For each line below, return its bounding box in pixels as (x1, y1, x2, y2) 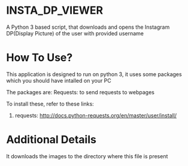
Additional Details (6, 133, 97, 147)
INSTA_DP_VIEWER (6, 4, 104, 17)
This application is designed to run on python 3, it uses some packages (6, 70, 182, 78)
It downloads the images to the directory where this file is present (6, 152, 168, 159)
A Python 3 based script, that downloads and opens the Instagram (6, 23, 170, 31)
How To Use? (6, 51, 73, 65)
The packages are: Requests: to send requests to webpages (6, 88, 154, 96)
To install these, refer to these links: (6, 100, 94, 107)
